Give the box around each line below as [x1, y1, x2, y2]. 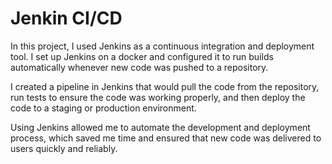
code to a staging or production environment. [10, 102, 197, 114]
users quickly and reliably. [10, 142, 118, 154]
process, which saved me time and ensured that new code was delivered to [10, 132, 322, 144]
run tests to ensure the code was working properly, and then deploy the [10, 91, 306, 103]
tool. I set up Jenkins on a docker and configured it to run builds [10, 50, 274, 62]
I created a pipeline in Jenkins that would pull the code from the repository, [10, 80, 320, 92]
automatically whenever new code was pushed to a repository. [10, 61, 269, 73]
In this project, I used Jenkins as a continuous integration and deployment [10, 40, 315, 52]
